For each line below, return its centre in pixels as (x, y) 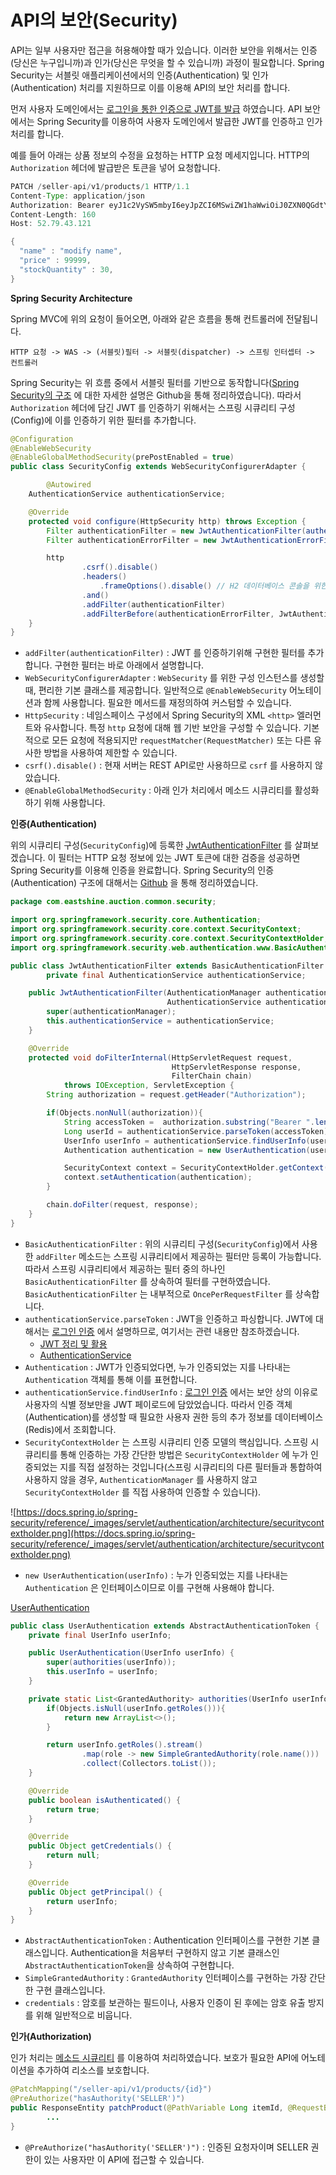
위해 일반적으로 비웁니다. (84, 2015)
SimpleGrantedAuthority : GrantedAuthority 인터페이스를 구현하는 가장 (166, 1978)
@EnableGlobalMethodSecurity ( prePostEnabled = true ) (122, 457)
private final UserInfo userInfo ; (100, 1635)
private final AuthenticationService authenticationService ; (176, 975)
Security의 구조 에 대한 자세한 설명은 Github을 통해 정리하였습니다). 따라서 (156, 395)
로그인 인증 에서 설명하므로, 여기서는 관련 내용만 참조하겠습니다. (175, 1331)
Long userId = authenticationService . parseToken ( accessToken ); (198, 1131)
